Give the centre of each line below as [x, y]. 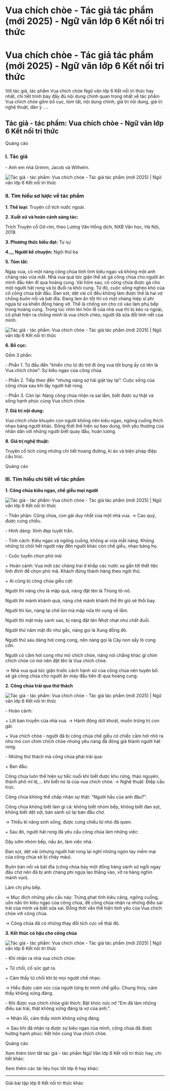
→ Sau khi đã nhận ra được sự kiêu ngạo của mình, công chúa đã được [79, 1028]
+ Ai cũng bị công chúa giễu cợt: [39, 581]
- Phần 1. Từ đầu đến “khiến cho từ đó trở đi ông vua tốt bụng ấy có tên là [82, 365]
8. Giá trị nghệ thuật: [27, 441]
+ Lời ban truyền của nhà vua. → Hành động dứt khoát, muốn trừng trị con [82, 721]
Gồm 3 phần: [19, 355]
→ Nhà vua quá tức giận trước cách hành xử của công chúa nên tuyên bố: [82, 670]
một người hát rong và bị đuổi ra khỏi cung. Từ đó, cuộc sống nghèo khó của [85, 288]
